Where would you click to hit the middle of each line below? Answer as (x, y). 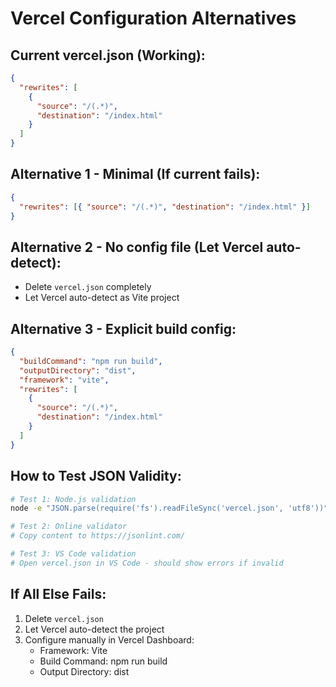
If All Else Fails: (58, 594)
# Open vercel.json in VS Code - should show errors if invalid (147, 563)
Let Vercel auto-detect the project (94, 629)
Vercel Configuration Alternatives (153, 18)
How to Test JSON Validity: (96, 476)
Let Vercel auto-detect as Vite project (102, 298)
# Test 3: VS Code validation (73, 554)
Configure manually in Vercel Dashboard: (109, 639)
